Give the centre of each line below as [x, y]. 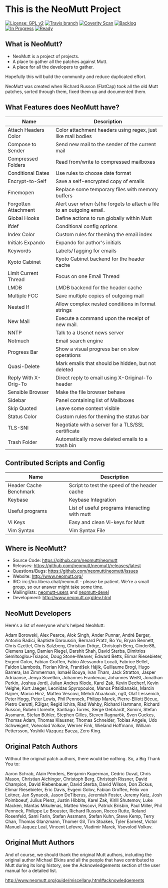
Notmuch [18, 340]
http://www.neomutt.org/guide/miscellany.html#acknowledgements [75, 880]
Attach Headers [26, 130]
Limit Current [23, 273]
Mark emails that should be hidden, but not [106, 363]
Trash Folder [22, 442]
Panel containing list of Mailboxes [95, 400]
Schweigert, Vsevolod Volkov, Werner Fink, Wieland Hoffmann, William [78, 725]
